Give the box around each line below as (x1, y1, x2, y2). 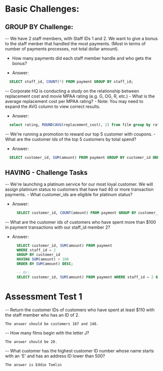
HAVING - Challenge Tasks (5, 169, 88, 177)
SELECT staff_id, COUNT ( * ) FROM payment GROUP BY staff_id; (9, 79, 133, 84)
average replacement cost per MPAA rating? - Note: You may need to (5, 98, 144, 104)
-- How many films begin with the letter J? (5, 330, 89, 336)
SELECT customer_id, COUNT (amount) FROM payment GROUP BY (16, 210, 136, 216)
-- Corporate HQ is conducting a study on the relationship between (5, 88, 139, 94)
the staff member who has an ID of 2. (5, 312, 80, 318)
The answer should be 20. (5, 339, 57, 344)
